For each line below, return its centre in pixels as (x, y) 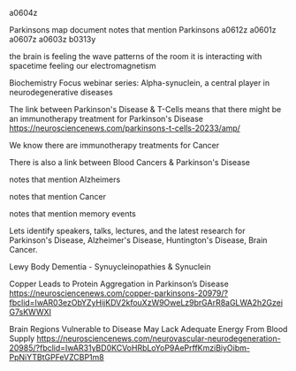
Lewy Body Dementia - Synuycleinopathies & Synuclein (110, 267)
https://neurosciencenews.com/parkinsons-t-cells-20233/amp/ (125, 128)
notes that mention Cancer (57, 197)
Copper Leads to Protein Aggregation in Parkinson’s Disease (119, 284)
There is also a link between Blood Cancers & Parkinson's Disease (129, 162)
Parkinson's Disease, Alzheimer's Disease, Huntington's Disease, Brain (138, 240)
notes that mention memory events (73, 214)
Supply (22, 338)
